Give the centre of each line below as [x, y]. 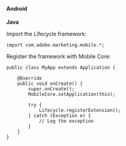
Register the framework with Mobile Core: [59, 57]
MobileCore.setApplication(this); [72, 95]
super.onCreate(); [51, 89]
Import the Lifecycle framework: [47, 34]
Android [17, 9]
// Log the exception [66, 121]
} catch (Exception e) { [60, 116]
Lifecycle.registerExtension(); [80, 111]
